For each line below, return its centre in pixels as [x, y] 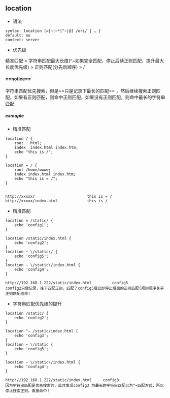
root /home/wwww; [33, 170]
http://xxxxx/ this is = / [59, 196]
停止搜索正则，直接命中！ [28, 391]
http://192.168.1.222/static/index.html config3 [62, 380]
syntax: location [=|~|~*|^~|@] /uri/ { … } [53, 31]
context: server [22, 40]
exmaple [15, 115]
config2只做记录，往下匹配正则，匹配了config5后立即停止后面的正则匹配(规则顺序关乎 [84, 288]
